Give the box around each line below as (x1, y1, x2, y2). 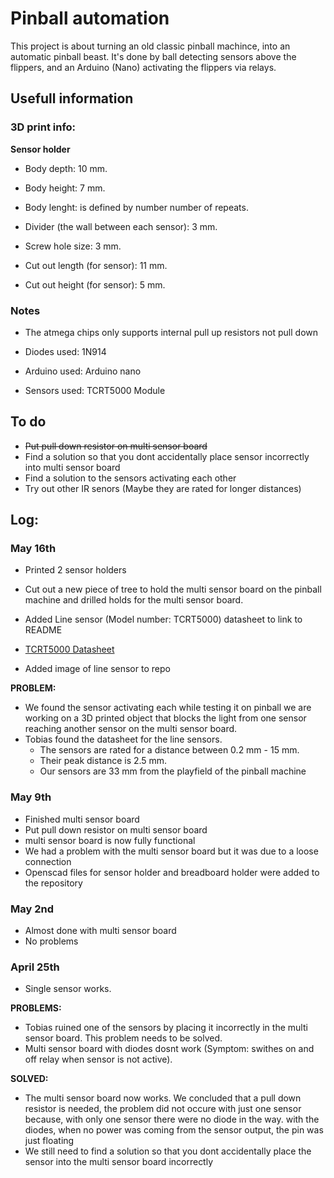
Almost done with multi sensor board (24, 925, 177, 937)
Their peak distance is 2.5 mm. (39, 755, 168, 767)
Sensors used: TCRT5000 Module (24, 384, 166, 396)
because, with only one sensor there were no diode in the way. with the (24, 1113, 320, 1126)
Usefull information (10, 90, 134, 107)
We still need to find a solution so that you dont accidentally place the (24, 1145, 312, 1157)
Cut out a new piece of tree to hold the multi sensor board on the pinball (24, 583, 322, 596)
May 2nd (10, 902, 54, 916)
